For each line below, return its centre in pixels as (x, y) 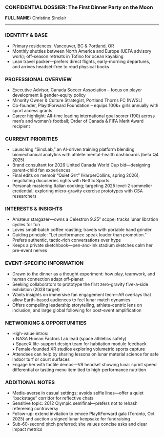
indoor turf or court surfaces (41, 359)
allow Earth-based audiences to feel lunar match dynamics (71, 300)
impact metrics (27, 429)
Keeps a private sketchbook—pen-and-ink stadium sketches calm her (82, 245)
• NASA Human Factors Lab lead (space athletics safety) (69, 339)
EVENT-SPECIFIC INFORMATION (44, 263)
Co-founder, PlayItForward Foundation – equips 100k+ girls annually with (85, 105)
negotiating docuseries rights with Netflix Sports (61, 181)
